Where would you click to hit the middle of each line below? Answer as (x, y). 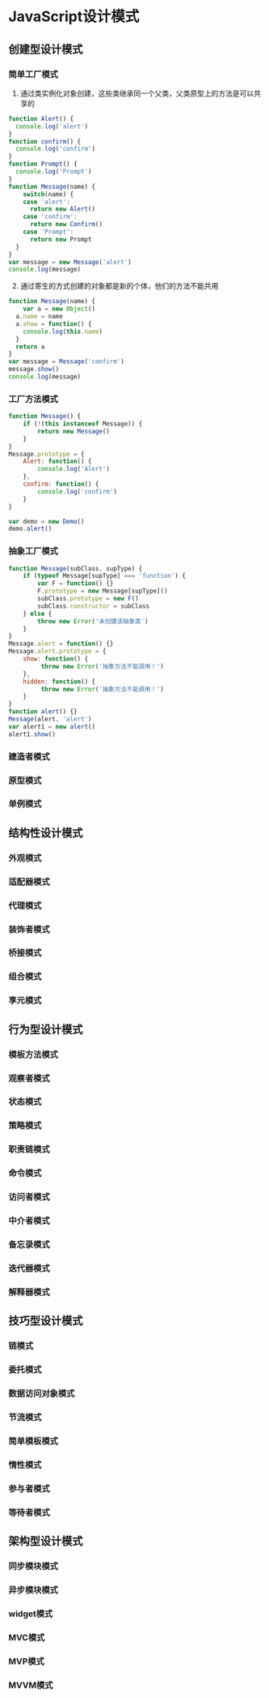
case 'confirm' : (50, 217)
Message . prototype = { (46, 454)
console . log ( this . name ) (63, 331)
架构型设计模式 (46, 1541)
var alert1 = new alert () (52, 726)
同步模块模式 (34, 1566)
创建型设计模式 (46, 49)
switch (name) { (48, 194)
